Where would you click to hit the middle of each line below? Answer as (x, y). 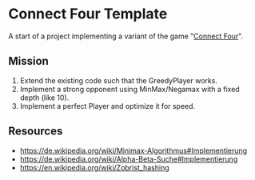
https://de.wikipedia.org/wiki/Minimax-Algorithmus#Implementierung (133, 150)
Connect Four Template (88, 14)
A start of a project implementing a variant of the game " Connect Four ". (126, 36)
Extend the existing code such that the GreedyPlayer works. (119, 80)
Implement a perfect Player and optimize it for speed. (108, 106)
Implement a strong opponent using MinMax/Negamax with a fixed (129, 89)
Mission (29, 61)
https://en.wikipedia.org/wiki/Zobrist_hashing (94, 167)
